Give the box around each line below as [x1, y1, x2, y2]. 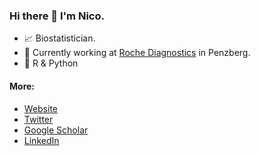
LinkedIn [23, 134, 60, 146]
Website [23, 102, 59, 114]
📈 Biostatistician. [23, 32, 96, 44]
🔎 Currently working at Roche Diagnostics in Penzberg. [23, 47, 251, 59]
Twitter [23, 113, 54, 125]
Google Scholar [23, 124, 89, 136]
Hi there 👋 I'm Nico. [9, 9, 105, 23]
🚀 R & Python [23, 57, 79, 69]
